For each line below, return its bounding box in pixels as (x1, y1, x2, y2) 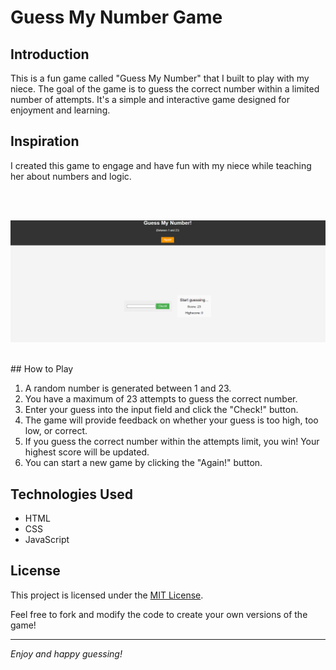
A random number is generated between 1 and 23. (24, 382, 232, 395)
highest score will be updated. (24, 446, 150, 458)
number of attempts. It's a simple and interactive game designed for (10, 94, 290, 105)
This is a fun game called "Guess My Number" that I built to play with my (10, 72, 310, 84)
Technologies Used (10, 486, 133, 503)
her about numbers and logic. (10, 170, 132, 182)
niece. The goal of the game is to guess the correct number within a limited (10, 83, 320, 95)
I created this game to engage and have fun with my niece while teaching (10, 159, 312, 171)
